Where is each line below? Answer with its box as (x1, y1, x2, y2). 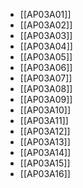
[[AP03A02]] (19, 19, 73, 31)
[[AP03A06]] (19, 62, 73, 73)
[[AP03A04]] (19, 40, 73, 52)
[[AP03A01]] (19, 9, 72, 20)
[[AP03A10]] (19, 104, 72, 116)
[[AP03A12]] (19, 125, 71, 137)
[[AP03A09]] (19, 94, 73, 105)
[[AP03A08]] (19, 83, 73, 94)
